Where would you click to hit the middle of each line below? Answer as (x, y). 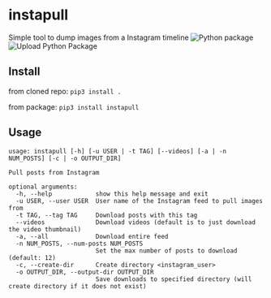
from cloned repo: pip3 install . (65, 91)
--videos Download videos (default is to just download (135, 222)
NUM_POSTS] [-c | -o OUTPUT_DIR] (65, 158)
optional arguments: (43, 187)
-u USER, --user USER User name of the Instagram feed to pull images (140, 201)
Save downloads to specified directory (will (174, 279)
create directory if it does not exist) (78, 286)
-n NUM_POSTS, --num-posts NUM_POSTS (80, 244)
